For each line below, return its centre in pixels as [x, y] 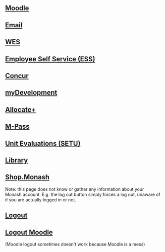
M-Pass [17, 126]
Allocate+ [21, 110]
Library [17, 160]
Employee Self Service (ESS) [50, 59]
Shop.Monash [27, 177]
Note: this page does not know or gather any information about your [75, 189]
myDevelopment [31, 93]
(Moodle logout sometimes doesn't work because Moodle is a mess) [75, 244]
